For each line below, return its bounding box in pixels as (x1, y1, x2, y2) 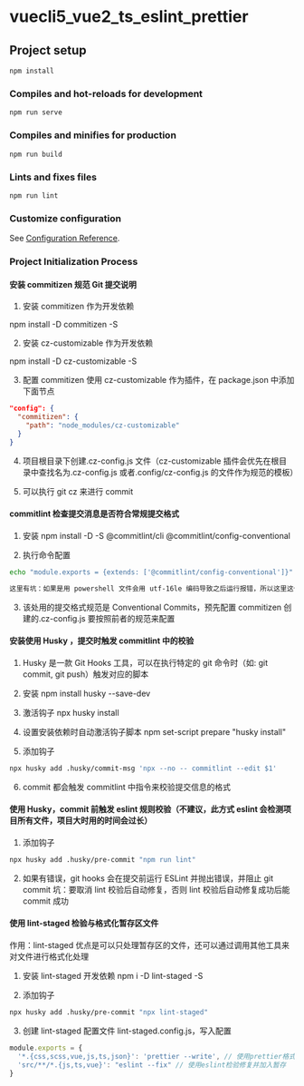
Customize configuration (9, 211, 122, 224)
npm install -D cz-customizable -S (9, 356, 138, 367)
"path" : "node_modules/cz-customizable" (25, 421, 180, 430)
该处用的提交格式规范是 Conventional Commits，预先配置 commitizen (22, 602, 282, 612)
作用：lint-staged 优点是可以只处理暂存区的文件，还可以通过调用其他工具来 (9, 940, 290, 950)
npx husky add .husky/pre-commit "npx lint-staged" (9, 1008, 208, 1017)
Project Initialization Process (9, 256, 138, 269)
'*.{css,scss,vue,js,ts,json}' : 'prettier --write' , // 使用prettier (17, 1052, 283, 1061)
